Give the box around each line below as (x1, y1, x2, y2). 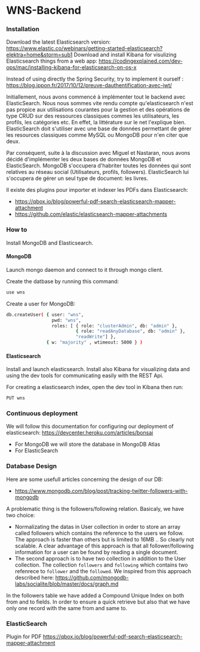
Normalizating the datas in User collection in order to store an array (14, 523, 181, 530)
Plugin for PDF (6, 633, 42, 640)
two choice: (6, 512, 35, 519)
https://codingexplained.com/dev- (98, 57, 183, 65)
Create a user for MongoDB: (6, 300, 76, 307)
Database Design (6, 462, 57, 470)
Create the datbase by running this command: (6, 277, 119, 284)
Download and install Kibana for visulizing (73, 51, 177, 59)
